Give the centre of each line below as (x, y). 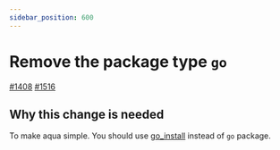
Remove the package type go (119, 61)
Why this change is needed (87, 114)
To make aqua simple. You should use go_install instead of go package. (140, 136)
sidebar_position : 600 (51, 17)
